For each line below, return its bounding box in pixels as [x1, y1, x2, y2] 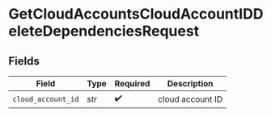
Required [114, 78, 150, 89]
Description [167, 78, 214, 89]
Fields [8, 54, 40, 68]
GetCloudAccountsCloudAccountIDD [8, 5, 264, 23]
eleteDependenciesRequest [8, 22, 200, 40]
